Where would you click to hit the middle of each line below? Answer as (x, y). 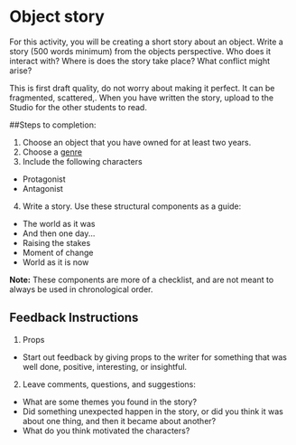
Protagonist (44, 179)
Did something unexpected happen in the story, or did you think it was (153, 411)
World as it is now (55, 262)
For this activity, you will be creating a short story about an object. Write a (147, 42)
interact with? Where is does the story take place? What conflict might (140, 61)
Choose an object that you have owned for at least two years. (137, 142)
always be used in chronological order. (81, 289)
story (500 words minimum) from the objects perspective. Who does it (140, 51)
